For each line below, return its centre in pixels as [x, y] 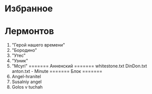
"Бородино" [24, 50]
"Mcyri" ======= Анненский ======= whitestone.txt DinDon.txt [79, 66]
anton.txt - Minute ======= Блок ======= [57, 71]
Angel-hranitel [26, 77]
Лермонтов [29, 31]
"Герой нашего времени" [38, 45]
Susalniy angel [27, 82]
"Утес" [19, 55]
